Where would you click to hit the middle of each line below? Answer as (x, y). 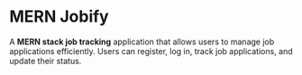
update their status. (46, 61)
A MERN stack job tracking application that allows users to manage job (142, 42)
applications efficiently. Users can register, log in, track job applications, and (151, 51)
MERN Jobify (59, 17)
